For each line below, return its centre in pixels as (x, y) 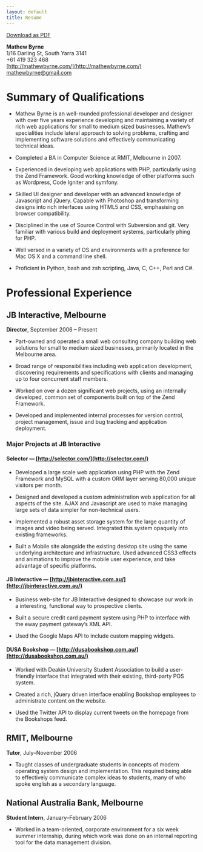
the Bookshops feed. (41, 719)
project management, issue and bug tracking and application (91, 422)
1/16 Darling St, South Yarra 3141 (46, 53)
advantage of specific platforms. (56, 565)
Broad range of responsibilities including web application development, (104, 366)
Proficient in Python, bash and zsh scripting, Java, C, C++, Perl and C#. (104, 268)
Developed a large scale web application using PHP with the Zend (97, 472)
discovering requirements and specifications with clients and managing (104, 373)
